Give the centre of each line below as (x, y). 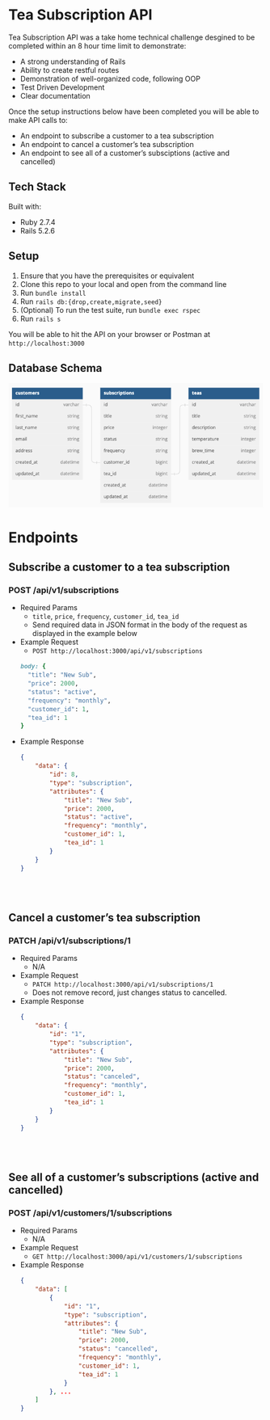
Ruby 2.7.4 (38, 222)
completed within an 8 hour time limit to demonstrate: (97, 45)
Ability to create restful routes (70, 70)
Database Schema (55, 368)
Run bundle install (53, 293)
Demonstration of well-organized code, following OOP (110, 78)
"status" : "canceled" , (102, 1077)
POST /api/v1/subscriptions (64, 590)
